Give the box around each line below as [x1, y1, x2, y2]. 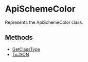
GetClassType [12, 46, 40, 52]
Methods [5, 33, 33, 42]
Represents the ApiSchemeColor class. [5, 19, 84, 25]
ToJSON [12, 51, 29, 57]
